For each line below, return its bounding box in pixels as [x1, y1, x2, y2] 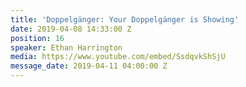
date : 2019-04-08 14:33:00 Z [10, 24, 132, 34]
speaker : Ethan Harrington [10, 42, 123, 53]
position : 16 [10, 33, 65, 43]
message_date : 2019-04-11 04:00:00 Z [10, 61, 168, 71]
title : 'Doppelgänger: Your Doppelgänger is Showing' [10, 14, 240, 25]
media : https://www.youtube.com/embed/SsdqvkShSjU [10, 52, 226, 62]
